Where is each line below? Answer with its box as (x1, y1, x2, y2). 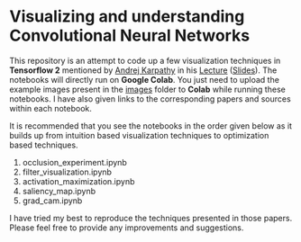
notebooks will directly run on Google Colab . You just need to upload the (9, 74, 279, 85)
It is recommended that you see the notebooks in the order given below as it (9, 120, 293, 131)
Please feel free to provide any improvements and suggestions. (9, 222, 244, 233)
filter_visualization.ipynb (22, 166, 113, 177)
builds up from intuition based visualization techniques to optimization (9, 130, 269, 140)
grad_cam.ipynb (22, 195, 83, 206)
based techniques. (9, 139, 78, 150)
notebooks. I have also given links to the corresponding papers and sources (9, 93, 291, 104)
